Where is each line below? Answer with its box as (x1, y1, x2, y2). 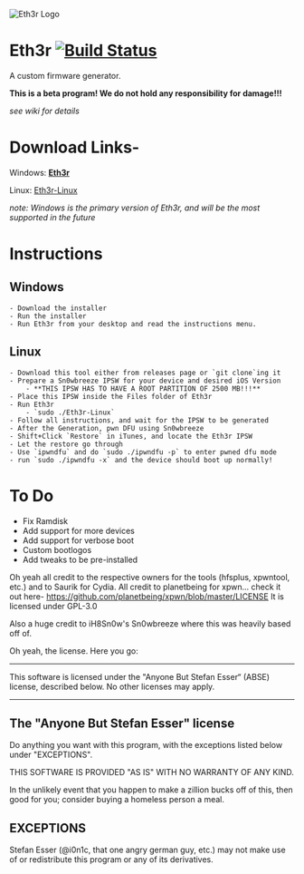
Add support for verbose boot (22, 535, 134, 546)
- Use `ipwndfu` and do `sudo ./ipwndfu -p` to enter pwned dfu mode (9, 447, 278, 457)
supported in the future (9, 211, 96, 222)
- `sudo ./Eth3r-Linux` (25, 408, 116, 417)
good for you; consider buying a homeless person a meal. (9, 794, 224, 805)
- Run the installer (9, 311, 88, 321)
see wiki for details (9, 105, 80, 116)
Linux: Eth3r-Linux (9, 184, 79, 195)
